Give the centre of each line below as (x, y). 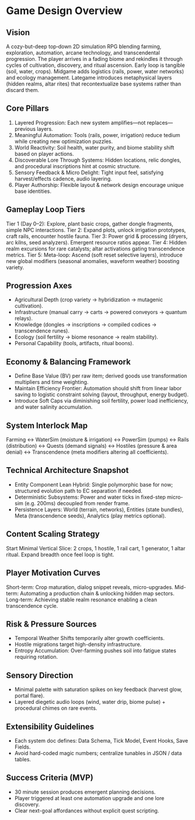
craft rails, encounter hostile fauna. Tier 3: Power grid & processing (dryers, (97, 236)
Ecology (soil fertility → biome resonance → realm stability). (86, 337)
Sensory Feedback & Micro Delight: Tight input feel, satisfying (89, 172)
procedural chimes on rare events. (56, 708)
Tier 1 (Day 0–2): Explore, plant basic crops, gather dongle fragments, (90, 223)
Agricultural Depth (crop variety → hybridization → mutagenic (89, 300)
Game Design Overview (64, 11)
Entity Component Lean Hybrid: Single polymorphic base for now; (94, 484)
